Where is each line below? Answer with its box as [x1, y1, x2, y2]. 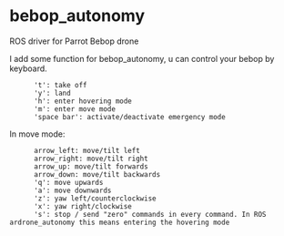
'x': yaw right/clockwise [33, 201, 132, 210]
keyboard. [9, 63, 47, 74]
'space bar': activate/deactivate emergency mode [33, 112, 226, 121]
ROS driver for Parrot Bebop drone [9, 36, 139, 46]
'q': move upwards [33, 178, 104, 187]
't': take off [33, 80, 88, 89]
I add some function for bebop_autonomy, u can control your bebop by [9, 53, 275, 64]
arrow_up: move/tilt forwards [33, 161, 148, 171]
